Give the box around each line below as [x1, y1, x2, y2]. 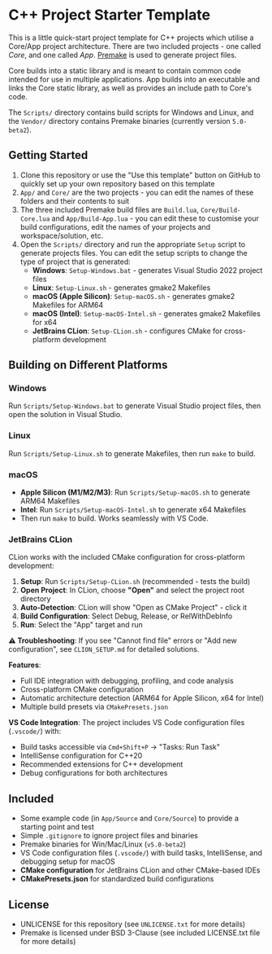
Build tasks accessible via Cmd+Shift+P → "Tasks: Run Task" [19, 742, 221, 752]
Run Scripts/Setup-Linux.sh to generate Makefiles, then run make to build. [8, 448, 256, 458]
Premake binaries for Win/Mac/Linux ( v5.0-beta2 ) [19, 839, 187, 849]
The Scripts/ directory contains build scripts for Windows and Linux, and [8, 108, 254, 117]
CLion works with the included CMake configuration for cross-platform [8, 552, 245, 562]
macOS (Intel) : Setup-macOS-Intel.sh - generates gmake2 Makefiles [32, 308, 261, 319]
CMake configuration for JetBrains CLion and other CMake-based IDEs [19, 865, 261, 875]
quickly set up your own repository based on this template [19, 178, 215, 188]
